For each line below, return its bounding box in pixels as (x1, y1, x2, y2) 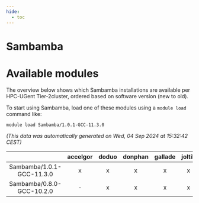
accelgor (67, 152, 93, 160)
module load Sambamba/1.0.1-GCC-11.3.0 (6, 122, 105, 128)
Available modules (6, 66, 99, 80)
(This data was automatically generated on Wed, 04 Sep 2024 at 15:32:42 (6, 132, 188, 139)
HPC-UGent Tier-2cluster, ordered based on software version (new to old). (6, 92, 188, 99)
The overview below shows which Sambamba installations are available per (6, 86, 191, 94)
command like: (6, 110, 42, 117)
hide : (6, 8, 20, 15)
